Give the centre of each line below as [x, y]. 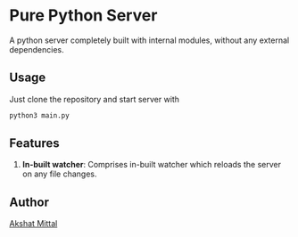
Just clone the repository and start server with [95, 99]
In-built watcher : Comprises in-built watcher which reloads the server [151, 165]
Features [34, 143]
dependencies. [37, 49]
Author [29, 202]
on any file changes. [59, 174]
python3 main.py [39, 115]
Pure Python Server [83, 16]
